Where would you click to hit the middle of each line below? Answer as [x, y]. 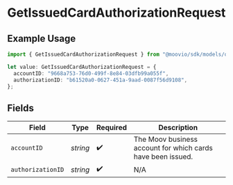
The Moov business [166, 139]
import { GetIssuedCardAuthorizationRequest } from [83, 54]
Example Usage [42, 39]
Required [111, 128]
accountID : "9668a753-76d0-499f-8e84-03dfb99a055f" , [91, 73]
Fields [21, 108]
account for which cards [173, 148]
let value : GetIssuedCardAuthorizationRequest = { [82, 67]
